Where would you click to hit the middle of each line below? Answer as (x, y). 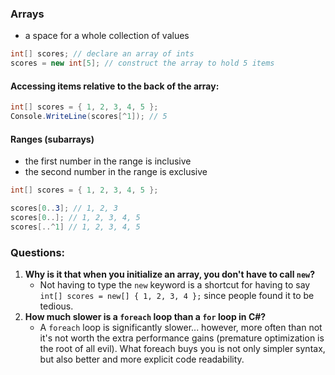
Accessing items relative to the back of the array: (115, 86)
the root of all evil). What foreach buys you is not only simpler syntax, (182, 348)
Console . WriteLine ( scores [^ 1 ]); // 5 (89, 117)
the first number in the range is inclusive (108, 161)
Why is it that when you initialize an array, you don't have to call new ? (170, 274)
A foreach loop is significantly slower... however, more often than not (181, 327)
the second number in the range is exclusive (116, 172)
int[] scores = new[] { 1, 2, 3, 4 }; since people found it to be (177, 295)
